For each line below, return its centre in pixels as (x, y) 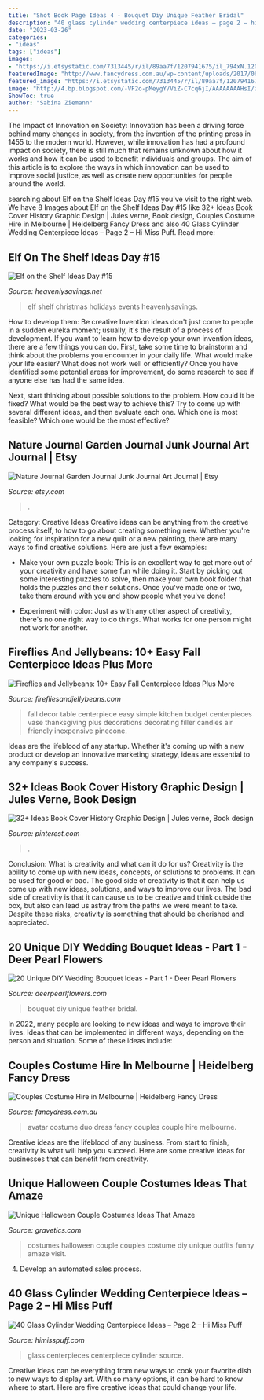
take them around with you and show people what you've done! (122, 596)
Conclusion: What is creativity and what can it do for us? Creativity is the (126, 864)
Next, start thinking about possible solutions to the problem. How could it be (131, 395)
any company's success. (48, 762)
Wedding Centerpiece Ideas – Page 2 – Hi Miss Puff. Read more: (112, 233)
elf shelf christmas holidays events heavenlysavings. (113, 306)
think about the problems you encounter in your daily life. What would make (130, 355)
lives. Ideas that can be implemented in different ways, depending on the (126, 1032)
